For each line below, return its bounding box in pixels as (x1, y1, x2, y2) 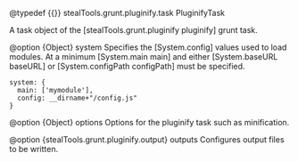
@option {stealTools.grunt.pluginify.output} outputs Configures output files (9, 134, 285, 145)
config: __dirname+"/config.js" (17, 93, 138, 102)
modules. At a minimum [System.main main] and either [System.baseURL (9, 52, 278, 61)
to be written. (9, 144, 59, 154)
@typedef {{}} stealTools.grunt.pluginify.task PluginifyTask (9, 8, 226, 18)
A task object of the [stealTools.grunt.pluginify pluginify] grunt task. (9, 25, 259, 35)
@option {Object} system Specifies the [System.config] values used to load (9, 42, 287, 52)
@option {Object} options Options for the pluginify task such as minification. (9, 117, 290, 127)
